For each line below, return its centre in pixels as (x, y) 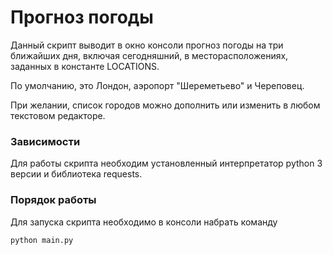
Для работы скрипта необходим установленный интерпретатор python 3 (166, 163)
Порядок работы (53, 200)
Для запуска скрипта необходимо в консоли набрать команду (144, 222)
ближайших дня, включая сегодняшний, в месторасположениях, (149, 55)
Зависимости (45, 141)
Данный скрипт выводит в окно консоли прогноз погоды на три (147, 45)
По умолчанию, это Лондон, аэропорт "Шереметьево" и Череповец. (157, 85)
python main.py (42, 240)
